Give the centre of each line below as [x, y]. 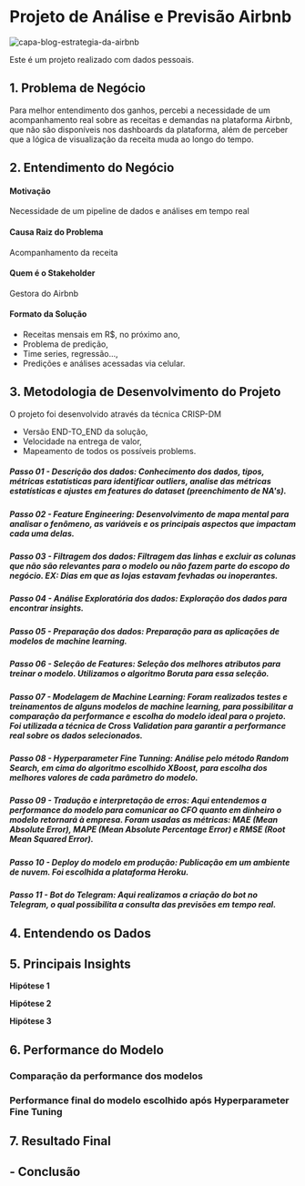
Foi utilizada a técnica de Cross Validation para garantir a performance [148, 725]
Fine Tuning [36, 1111]
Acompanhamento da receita [64, 252]
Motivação [30, 191]
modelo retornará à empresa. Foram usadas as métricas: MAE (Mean [144, 820]
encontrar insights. [47, 608]
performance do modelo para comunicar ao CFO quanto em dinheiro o [146, 810]
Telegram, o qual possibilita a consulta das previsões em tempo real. [143, 905]
